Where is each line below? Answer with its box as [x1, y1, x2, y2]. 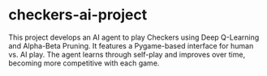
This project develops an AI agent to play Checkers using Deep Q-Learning [8, 32, 260, 42]
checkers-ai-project [8, 6, 148, 24]
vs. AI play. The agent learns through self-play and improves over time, [8, 49, 246, 59]
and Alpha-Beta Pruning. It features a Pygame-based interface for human [8, 40, 254, 50]
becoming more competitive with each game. [8, 58, 160, 68]
